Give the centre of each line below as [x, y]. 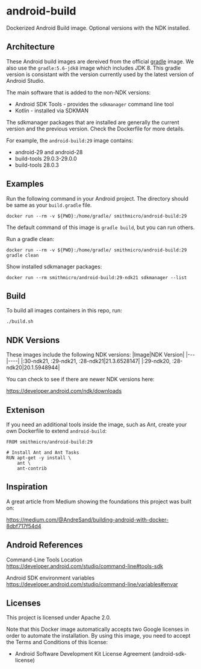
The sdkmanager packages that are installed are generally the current [93, 122]
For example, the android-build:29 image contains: [70, 140]
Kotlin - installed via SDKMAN [52, 111]
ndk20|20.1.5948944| [33, 367]
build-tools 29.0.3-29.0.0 [46, 158]
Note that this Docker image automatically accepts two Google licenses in [98, 629]
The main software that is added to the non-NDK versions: [79, 92]
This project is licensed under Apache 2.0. [59, 618]
